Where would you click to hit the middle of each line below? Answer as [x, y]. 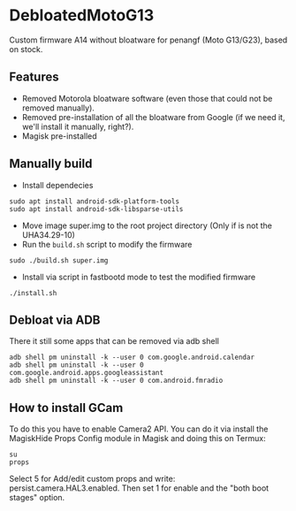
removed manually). [58, 108]
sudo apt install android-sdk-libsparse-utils [96, 209]
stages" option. [37, 498]
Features [34, 77]
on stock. [26, 49]
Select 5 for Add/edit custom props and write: [92, 479]
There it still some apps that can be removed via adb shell [114, 341]
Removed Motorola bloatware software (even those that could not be [147, 98]
